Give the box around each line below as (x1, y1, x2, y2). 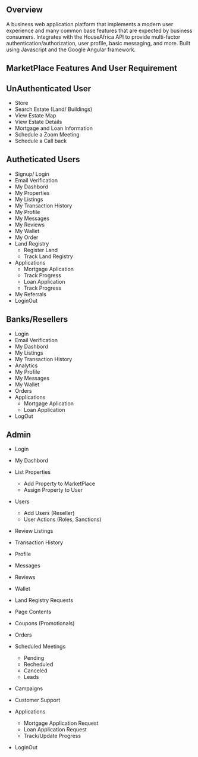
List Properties (14, 469, 51, 476)
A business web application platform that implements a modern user (6, 20, 174, 27)
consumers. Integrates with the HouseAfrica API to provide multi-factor (6, 33, 181, 41)
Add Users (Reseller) (23, 510, 75, 517)
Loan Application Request (23, 726, 87, 733)
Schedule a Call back (14, 137, 67, 145)
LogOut (14, 412, 34, 420)
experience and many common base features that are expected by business (6, 27, 193, 34)
